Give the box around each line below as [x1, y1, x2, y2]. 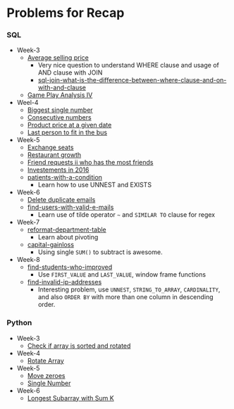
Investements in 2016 [27, 165, 90, 174]
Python [6, 318, 32, 328]
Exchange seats [27, 143, 74, 152]
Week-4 [16, 348, 40, 357]
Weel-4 [16, 99, 39, 107]
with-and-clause [37, 83, 86, 92]
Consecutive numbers [27, 113, 92, 122]
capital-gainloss [27, 241, 75, 249]
